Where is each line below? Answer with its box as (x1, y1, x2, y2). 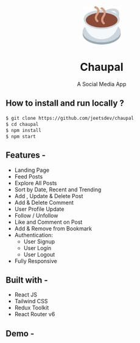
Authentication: (14, 231, 53, 238)
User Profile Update (14, 205, 65, 213)
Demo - (5, 328, 35, 339)
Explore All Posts (14, 179, 57, 186)
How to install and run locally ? (5, 98, 124, 109)
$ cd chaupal (5, 121, 39, 127)
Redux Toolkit (14, 304, 49, 311)
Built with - (5, 275, 48, 285)
